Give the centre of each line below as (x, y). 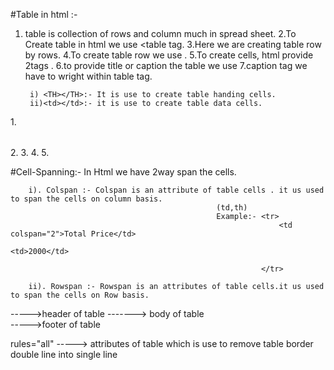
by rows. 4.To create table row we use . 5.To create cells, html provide (169, 55)
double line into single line (64, 354)
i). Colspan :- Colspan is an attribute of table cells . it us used (176, 190)
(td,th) (232, 208)
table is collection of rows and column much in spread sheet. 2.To (160, 33)
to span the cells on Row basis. (80, 295)
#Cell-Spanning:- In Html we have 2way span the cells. (123, 172)
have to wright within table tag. (88, 76)
